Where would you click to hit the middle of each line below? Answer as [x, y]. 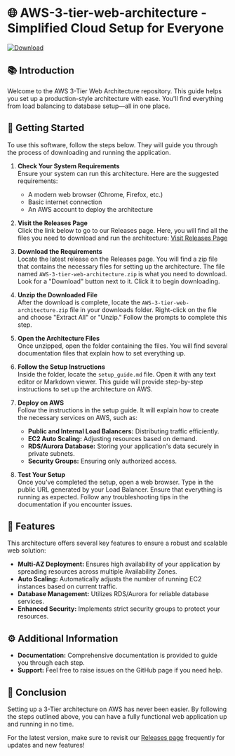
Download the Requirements [60, 251]
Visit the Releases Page [52, 223]
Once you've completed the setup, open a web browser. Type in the [115, 482]
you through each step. [51, 663]
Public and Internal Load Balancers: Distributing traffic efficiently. [123, 431]
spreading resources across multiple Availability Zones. [97, 572]
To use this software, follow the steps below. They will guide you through [113, 144]
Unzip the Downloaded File [58, 295]
